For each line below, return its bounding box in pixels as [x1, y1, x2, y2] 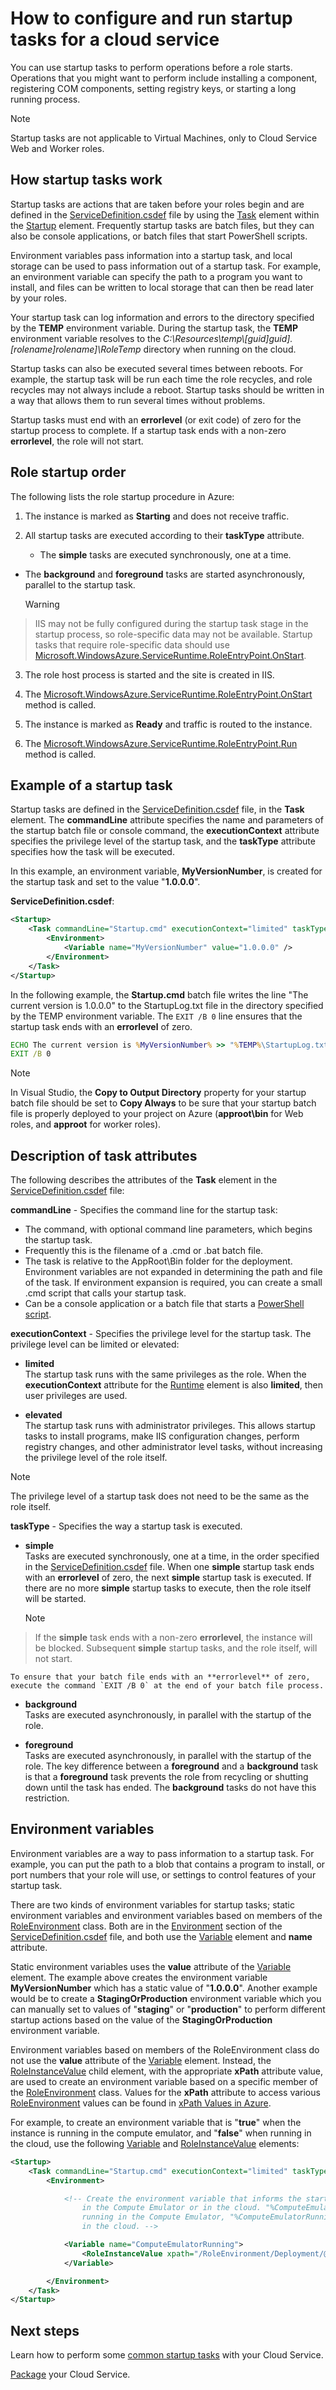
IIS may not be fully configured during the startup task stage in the [34, 617, 309, 629]
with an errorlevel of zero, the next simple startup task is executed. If [24, 1572, 312, 1584]
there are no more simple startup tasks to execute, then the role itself [24, 1582, 312, 1594]
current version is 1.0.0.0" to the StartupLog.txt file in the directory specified [10, 999, 324, 1011]
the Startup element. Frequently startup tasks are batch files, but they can [10, 219, 315, 231]
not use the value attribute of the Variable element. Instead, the [10, 2054, 272, 2066]
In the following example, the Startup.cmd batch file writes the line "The [10, 988, 309, 1001]
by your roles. [10, 292, 67, 304]
